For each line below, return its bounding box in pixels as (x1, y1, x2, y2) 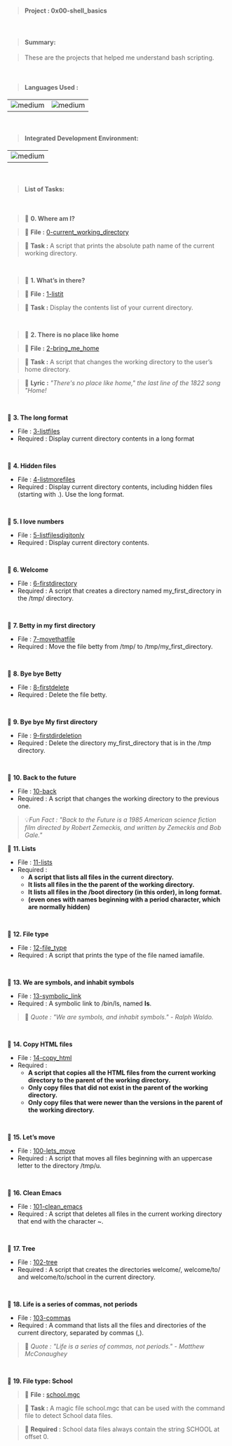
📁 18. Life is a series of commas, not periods (7, 1300, 138, 1308)
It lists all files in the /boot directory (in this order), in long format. (27, 888, 222, 897)
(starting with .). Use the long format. (17, 490, 125, 499)
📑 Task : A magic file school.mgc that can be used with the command (24, 1404, 226, 1412)
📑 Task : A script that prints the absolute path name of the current (24, 241, 215, 250)
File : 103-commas (17, 1313, 71, 1323)
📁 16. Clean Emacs (7, 1189, 62, 1197)
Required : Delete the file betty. (17, 690, 107, 699)
